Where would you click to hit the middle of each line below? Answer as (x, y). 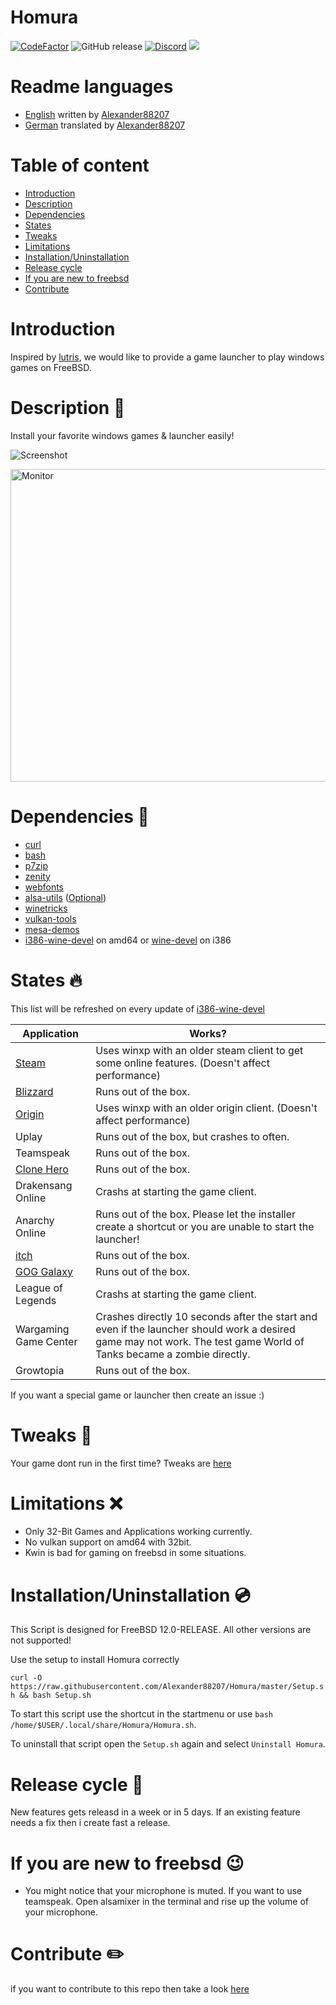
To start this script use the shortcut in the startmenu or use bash (141, 1714)
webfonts (44, 887)
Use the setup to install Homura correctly (95, 1660)
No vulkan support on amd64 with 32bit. (108, 1542)
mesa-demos (52, 929)
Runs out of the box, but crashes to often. (192, 1136)
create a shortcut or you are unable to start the (205, 1226)
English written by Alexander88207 (97, 114)
